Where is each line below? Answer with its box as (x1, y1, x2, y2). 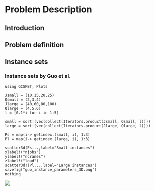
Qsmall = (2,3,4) (5, 97, 41, 102)
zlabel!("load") (5, 158, 39, 163)
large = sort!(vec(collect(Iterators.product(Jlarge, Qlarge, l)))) (5, 123, 151, 128)
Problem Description (5, 4, 92, 15)
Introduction (5, 24, 45, 32)
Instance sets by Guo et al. (5, 73, 71, 80)
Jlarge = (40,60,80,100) (5, 101, 57, 106)
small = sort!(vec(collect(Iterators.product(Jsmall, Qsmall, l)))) (5, 119, 151, 124)
